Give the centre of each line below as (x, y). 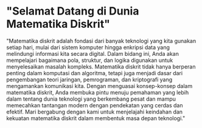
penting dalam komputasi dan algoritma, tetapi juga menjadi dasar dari (95, 73)
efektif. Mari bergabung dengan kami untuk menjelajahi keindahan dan (95, 112)
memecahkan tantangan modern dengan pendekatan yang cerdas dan (95, 105)
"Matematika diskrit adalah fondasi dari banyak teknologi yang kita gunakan (101, 41)
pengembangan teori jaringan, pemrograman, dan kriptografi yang (89, 79)
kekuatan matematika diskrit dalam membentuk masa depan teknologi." (96, 118)
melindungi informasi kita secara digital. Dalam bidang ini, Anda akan (93, 53)
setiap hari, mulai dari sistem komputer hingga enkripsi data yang (88, 47)
